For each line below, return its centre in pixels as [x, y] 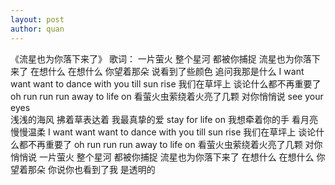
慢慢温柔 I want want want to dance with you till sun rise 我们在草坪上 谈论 [163, 132]
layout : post [37, 19]
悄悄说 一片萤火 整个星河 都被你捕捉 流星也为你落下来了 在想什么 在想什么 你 [168, 157]
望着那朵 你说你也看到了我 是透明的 [83, 169]
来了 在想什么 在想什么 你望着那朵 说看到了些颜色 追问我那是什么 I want [157, 71]
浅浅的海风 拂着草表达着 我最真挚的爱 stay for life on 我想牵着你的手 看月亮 [164, 119]
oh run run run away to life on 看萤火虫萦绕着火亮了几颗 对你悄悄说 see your [167, 96]
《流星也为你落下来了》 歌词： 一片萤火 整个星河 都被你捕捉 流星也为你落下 [165, 58]
